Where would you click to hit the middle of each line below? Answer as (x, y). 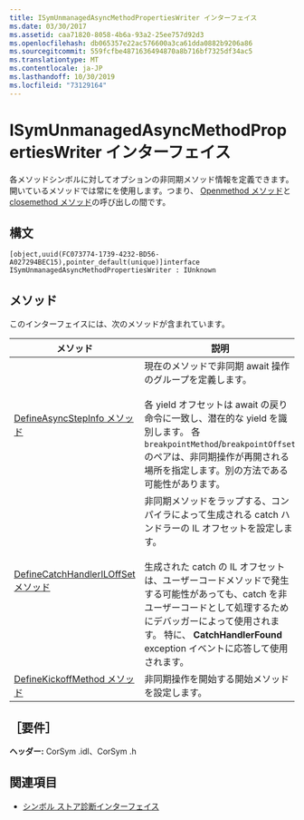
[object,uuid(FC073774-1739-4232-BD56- (85, 255)
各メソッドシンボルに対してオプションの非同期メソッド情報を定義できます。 (152, 179)
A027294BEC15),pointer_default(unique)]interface (105, 263)
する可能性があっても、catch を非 (216, 594)
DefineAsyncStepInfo (59, 418)
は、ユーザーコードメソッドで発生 (217, 581)
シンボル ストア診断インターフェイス (91, 806)
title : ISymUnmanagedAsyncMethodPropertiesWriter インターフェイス (133, 18)
